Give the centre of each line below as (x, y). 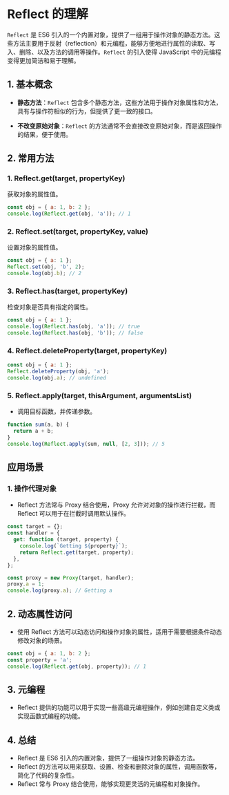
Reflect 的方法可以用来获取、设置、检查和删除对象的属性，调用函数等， (119, 767)
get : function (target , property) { (66, 540)
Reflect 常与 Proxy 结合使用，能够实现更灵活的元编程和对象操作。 (110, 784)
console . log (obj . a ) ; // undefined (57, 378)
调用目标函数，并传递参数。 (57, 411)
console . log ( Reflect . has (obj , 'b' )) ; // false (75, 333)
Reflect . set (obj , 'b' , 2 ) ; (46, 267)
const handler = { (33, 533)
